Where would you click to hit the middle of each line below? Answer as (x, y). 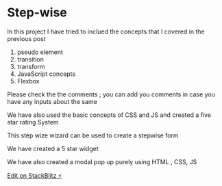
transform (31, 66)
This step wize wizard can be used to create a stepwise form (93, 135)
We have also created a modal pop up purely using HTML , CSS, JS (102, 161)
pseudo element (40, 52)
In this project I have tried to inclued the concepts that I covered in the (106, 31)
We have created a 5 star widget (53, 148)
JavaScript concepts (46, 74)
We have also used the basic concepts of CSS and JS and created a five (109, 115)
